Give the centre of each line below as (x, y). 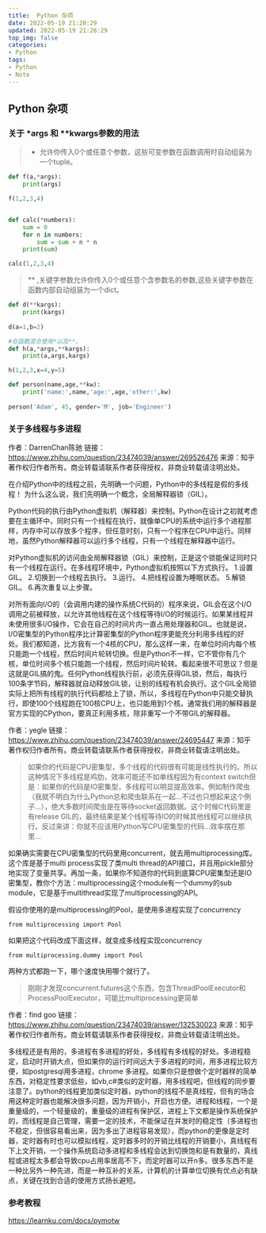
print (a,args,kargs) (56, 356)
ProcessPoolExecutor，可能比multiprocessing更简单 (113, 997)
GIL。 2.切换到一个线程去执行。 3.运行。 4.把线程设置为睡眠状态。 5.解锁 (127, 577)
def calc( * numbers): (42, 220)
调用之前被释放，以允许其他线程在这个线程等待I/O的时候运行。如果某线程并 (131, 614)
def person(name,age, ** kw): (55, 385)
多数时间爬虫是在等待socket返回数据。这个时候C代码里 (155, 806)
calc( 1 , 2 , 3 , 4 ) (32, 264)
